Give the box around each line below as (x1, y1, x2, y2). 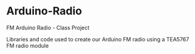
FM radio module (6, 42, 49, 49)
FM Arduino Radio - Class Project (6, 24, 90, 31)
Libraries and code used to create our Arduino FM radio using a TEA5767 (6, 35, 190, 43)
